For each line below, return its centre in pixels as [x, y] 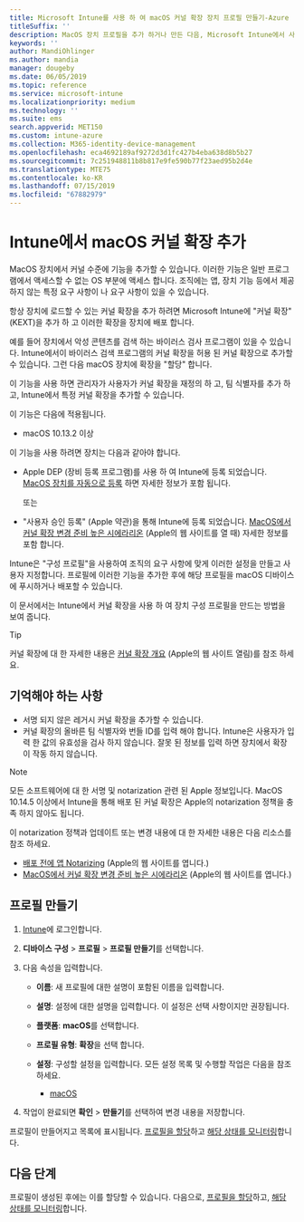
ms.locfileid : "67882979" [58, 195]
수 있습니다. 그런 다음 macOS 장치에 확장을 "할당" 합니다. [111, 364]
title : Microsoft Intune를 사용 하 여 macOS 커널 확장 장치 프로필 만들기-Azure [149, 18]
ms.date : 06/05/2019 [48, 77]
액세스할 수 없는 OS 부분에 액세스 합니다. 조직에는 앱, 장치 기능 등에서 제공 [164, 280]
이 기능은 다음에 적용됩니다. [58, 414]
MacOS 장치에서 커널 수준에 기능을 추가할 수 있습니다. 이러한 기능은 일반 [138, 269]
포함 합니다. [43, 544]
